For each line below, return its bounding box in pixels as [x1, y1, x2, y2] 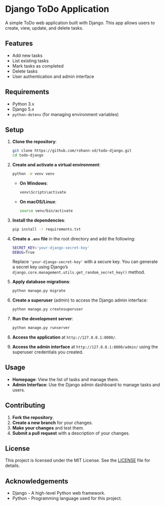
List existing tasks [12, 58, 49, 64]
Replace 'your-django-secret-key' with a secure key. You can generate [12, 259, 158, 265]
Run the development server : [12, 316, 73, 322]
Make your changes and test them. [12, 425, 85, 430]
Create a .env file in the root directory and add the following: [12, 235, 135, 241]
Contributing [5, 401, 45, 410]
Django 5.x [12, 106, 34, 112]
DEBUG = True [12, 250, 35, 255]
